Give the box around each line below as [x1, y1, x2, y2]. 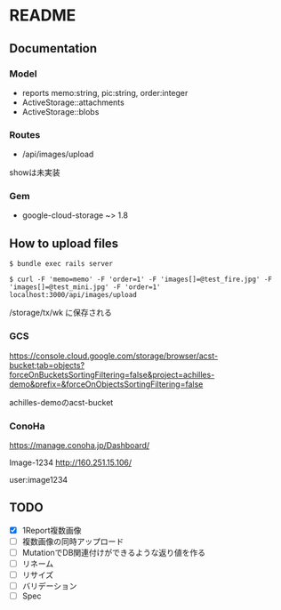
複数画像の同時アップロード [21, 535, 124, 547]
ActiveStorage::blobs [21, 106, 100, 116]
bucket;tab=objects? [9, 359, 85, 370]
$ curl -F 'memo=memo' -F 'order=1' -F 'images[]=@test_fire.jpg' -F [9, 275, 273, 285]
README [9, 5, 76, 26]
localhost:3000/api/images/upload [9, 291, 138, 300]
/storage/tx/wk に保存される [9, 308, 113, 318]
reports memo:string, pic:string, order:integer [21, 87, 189, 98]
